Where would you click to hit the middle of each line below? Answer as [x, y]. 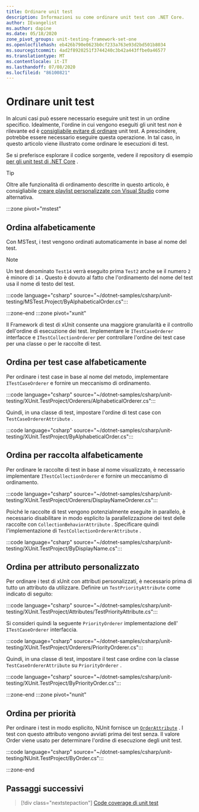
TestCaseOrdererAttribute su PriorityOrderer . [64, 665]
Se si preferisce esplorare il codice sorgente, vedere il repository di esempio [99, 155]
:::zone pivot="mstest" [34, 209]
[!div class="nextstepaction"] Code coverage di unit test [89, 803]
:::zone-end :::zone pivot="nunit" [46, 695]
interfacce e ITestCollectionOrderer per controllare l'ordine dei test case [96, 337]
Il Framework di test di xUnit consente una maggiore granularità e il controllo [99, 325]
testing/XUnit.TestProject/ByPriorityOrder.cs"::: [64, 683]
